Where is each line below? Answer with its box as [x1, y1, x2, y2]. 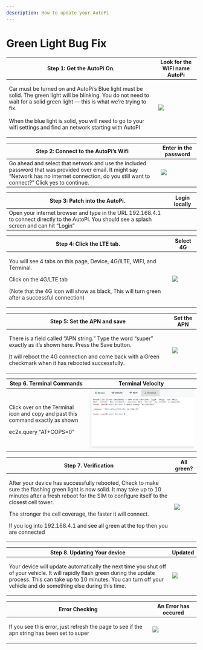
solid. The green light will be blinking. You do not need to [8, 91, 150, 99]
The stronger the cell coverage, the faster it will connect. [8, 510, 149, 517]
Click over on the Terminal [8, 404, 74, 411]
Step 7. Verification [63, 462, 114, 469]
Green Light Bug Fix [6, 36, 107, 50]
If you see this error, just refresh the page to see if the [8, 623, 143, 631]
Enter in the [162, 144, 193, 151]
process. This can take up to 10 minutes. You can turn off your [8, 576, 164, 583]
